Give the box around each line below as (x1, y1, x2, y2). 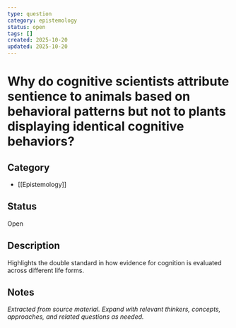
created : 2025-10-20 (7, 37, 69, 44)
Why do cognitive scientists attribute (7, 73, 230, 90)
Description (7, 240, 60, 252)
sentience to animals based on (7, 89, 191, 104)
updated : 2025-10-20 (7, 43, 69, 50)
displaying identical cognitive (7, 119, 184, 135)
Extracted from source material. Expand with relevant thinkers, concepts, (7, 305, 221, 314)
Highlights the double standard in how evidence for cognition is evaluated (7, 258, 222, 267)
